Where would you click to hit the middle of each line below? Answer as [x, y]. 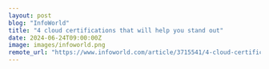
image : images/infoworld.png [57, 45]
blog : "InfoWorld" [39, 23]
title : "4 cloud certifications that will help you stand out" [116, 30]
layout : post [30, 15]
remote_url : [28, 52]
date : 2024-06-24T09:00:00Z [55, 38]
